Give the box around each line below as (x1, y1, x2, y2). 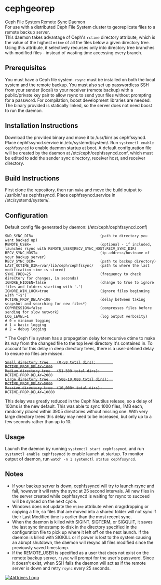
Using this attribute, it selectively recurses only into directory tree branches (5, 45, 155, 50)
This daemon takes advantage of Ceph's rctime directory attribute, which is (5, 34, 156, 40)
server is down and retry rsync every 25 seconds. (12, 565, 111, 571)
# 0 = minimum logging (5, 318, 51, 323)
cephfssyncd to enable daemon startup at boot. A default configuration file (5, 145, 152, 151)
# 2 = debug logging (5, 327, 47, 332)
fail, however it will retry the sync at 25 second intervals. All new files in (12, 488, 154, 494)
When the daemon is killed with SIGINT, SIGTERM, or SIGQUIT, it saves (12, 519, 153, 524)
